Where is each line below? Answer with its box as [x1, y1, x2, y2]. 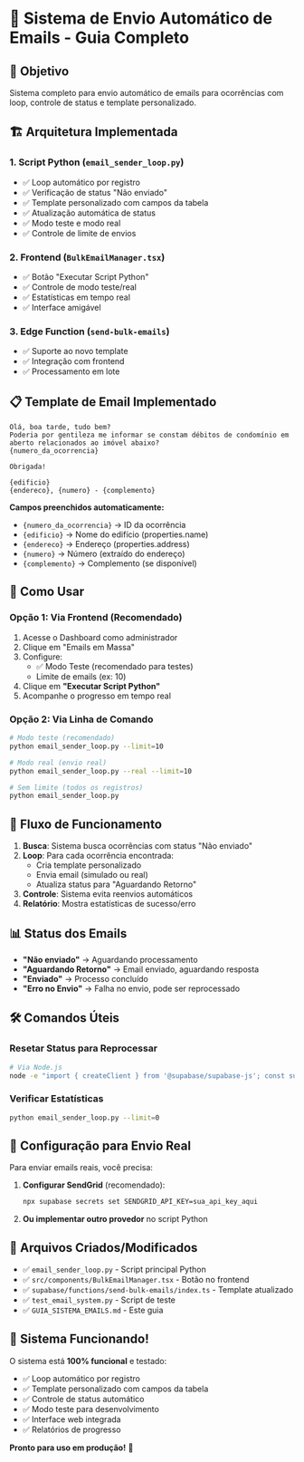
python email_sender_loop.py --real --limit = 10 [9, 766, 193, 775]
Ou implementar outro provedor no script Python [22, 1214, 208, 1225]
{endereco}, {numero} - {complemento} [9, 486, 156, 495]
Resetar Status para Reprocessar [9, 1042, 158, 1054]
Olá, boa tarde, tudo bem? [9, 423, 111, 432]
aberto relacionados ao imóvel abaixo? [9, 438, 160, 447]
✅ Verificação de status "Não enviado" [22, 187, 168, 197]
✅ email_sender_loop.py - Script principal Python [22, 1264, 206, 1275]
